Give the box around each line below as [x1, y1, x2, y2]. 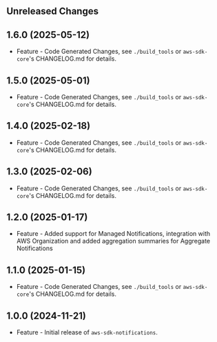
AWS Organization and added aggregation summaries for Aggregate [16, 237, 211, 245]
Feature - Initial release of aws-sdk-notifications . [16, 328, 158, 336]
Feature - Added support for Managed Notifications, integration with [16, 230, 211, 238]
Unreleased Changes [6, 6, 99, 17]
